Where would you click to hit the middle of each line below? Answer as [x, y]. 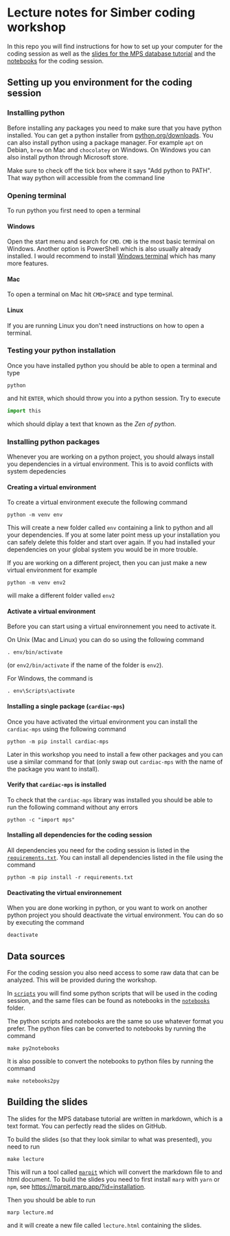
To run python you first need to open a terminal [74, 210]
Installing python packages [54, 441]
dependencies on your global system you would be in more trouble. [102, 550]
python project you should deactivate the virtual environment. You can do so [115, 915]
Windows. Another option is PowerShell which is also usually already [104, 249]
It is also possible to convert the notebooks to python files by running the [111, 1061]
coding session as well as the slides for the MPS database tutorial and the [112, 54]
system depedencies [37, 471]
